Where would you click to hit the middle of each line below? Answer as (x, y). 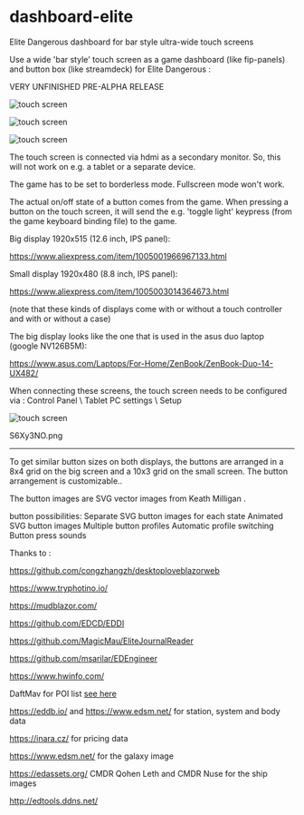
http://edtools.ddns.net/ (54, 800)
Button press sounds (48, 535)
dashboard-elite (71, 17)
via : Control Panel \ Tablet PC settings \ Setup (96, 400)
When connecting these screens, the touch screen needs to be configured (148, 390)
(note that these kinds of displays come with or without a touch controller (146, 309)
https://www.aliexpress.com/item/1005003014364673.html (119, 291)
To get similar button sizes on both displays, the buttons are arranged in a (147, 461)
